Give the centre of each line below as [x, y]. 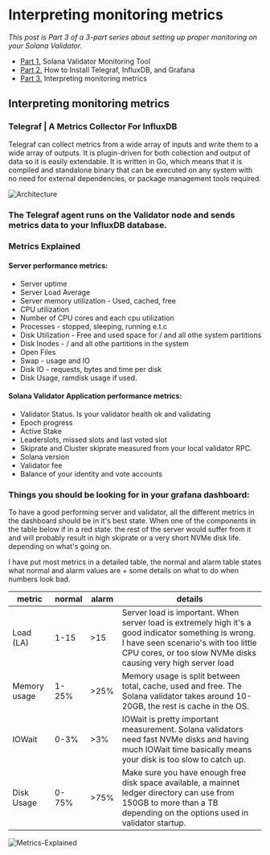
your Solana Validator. [45, 45]
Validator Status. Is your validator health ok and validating [115, 414]
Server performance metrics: [58, 266]
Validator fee [41, 465]
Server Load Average [55, 292]
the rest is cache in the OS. [198, 706]
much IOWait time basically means [187, 750]
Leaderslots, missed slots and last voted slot [93, 440]
